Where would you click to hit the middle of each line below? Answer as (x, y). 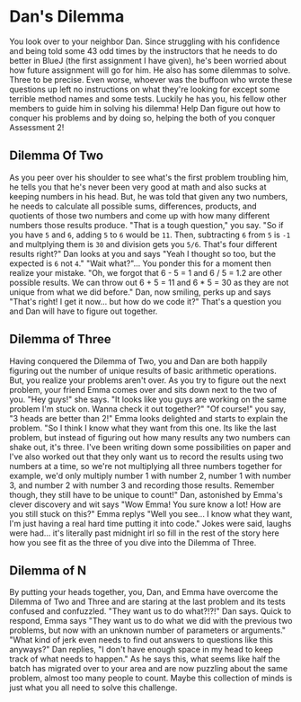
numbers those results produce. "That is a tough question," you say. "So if (147, 225)
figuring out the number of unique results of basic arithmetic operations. (143, 370)
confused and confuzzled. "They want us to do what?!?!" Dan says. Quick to (150, 611)
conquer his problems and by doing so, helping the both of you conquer (142, 118)
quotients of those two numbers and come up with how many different (140, 215)
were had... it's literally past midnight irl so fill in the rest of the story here (145, 533)
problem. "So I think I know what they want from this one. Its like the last (143, 428)
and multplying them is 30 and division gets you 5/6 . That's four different (143, 244)
